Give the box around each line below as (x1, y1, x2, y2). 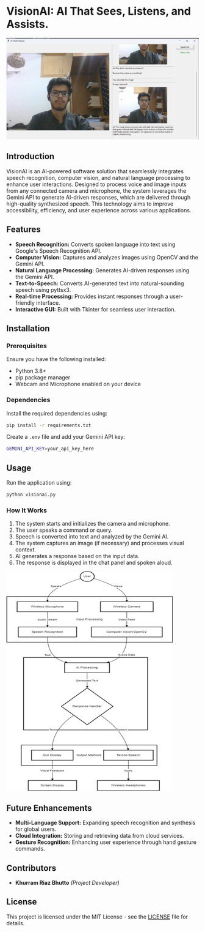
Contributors (6, 863, 57, 873)
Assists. (6, 17, 49, 31)
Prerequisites (6, 341, 47, 350)
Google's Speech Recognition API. (15, 247, 102, 255)
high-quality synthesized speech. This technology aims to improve (6, 200, 174, 207)
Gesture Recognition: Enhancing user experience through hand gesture (15, 838, 197, 846)
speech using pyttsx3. (15, 286, 71, 293)
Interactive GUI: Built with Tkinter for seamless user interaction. (15, 305, 176, 313)
